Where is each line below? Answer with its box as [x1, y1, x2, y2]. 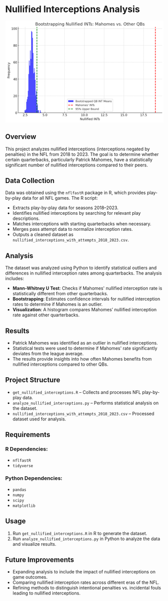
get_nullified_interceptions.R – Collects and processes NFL [12, 389, 141, 395]
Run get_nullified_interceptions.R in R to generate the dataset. [12, 530, 147, 536]
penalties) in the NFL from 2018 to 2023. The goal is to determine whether [5, 151, 159, 157]
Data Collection [5, 176, 55, 185]
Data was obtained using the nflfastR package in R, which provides [5, 190, 146, 196]
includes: [5, 276, 24, 282]
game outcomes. [12, 574, 48, 580]
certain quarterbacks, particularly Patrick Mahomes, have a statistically [5, 156, 153, 162]
